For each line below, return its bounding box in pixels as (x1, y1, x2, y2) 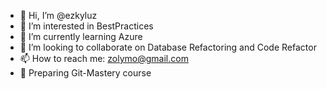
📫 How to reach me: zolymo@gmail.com (19, 53, 189, 64)
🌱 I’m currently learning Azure (19, 31, 143, 42)
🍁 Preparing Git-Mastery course (19, 67, 152, 79)
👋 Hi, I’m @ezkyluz (19, 10, 98, 21)
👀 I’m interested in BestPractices (19, 20, 154, 32)
